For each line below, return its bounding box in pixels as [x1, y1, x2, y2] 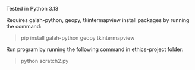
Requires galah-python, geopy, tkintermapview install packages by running [6, 17, 190, 23]
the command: [6, 23, 42, 30]
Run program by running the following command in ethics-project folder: [6, 46, 184, 53]
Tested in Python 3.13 [6, 5, 59, 12]
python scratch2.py [20, 58, 69, 64]
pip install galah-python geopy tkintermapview [20, 34, 135, 41]
